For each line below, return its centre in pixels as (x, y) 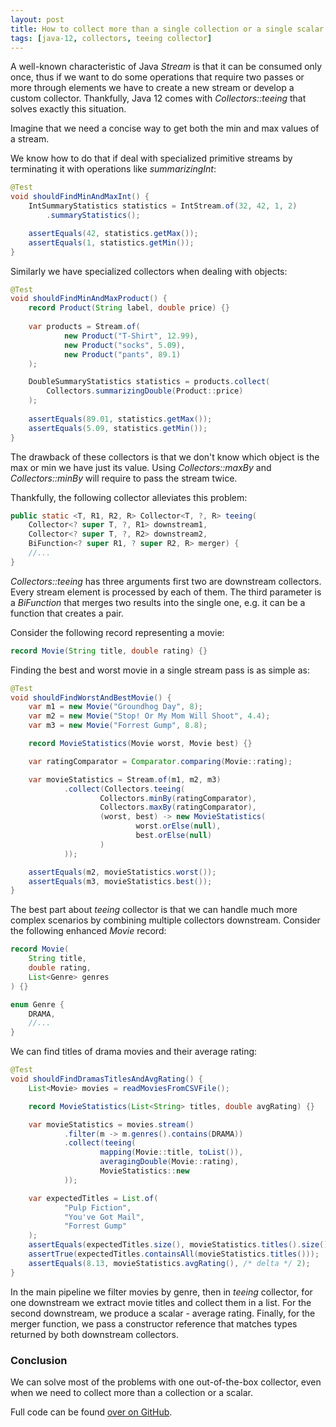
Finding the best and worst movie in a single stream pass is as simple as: (160, 670)
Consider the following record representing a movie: (117, 632)
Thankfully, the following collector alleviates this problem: (129, 497)
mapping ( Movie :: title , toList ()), (171, 1152)
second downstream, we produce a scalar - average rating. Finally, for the (163, 1313)
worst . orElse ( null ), (178, 826)
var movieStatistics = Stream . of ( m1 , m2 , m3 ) (125, 779)
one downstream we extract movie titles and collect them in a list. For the (161, 1302)
